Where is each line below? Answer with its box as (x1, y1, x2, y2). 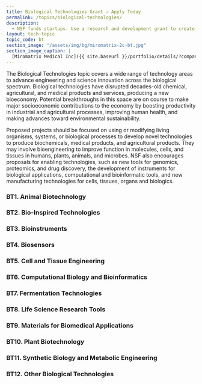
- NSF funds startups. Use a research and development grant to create (11, 25, 195, 32)
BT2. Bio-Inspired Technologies (6, 209, 100, 217)
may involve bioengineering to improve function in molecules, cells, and (6, 145, 184, 153)
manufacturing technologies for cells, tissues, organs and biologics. (6, 177, 174, 184)
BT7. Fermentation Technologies (6, 289, 102, 297)
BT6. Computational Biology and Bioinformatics (6, 273, 148, 281)
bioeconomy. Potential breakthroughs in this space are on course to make (6, 96, 189, 103)
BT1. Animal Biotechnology (6, 192, 86, 201)
